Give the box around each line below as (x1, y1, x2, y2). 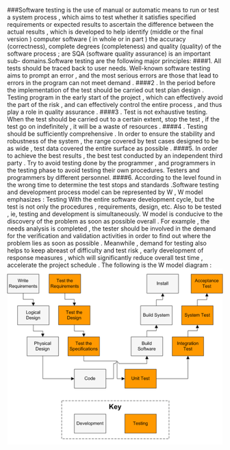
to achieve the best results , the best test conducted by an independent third (7, 152, 223, 160)
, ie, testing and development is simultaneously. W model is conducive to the (7, 210, 223, 218)
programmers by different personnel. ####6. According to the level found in (7, 174, 221, 181)
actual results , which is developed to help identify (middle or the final (7, 27, 203, 36)
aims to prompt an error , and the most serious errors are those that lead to (7, 71, 219, 80)
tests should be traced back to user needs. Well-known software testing (7, 64, 211, 72)
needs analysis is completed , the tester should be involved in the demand (7, 224, 216, 233)
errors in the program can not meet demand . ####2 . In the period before (7, 79, 216, 86)
